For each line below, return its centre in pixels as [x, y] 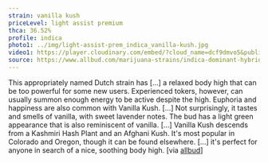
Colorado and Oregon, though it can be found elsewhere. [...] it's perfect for [133, 142]
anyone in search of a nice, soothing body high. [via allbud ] [106, 150]
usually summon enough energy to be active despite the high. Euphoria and [132, 99]
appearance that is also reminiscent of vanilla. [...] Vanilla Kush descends [128, 125]
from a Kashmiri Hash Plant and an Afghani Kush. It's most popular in [122, 133]
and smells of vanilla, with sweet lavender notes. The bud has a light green [131, 116]
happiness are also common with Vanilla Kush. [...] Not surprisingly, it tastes [133, 107]
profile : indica [35, 38]
